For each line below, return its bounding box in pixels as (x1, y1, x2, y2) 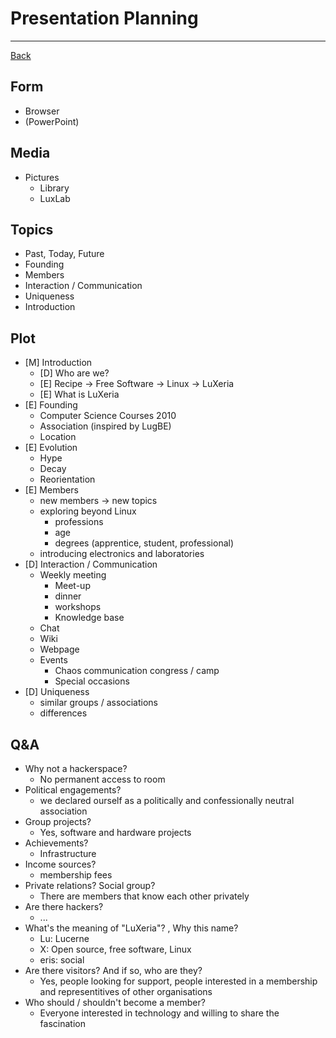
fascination (39, 1018, 86, 1029)
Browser (24, 105, 60, 117)
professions (54, 516, 104, 528)
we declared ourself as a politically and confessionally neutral (39, 795, 295, 806)
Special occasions (54, 675, 130, 687)
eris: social (39, 954, 85, 966)
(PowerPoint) (24, 115, 80, 127)
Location (39, 431, 77, 443)
